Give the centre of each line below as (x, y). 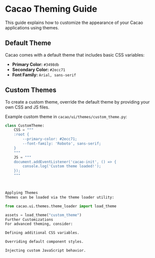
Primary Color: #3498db (36, 64)
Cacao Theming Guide (51, 9)
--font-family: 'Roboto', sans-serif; (62, 144)
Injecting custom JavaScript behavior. (46, 251)
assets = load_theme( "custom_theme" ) (43, 215)
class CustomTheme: (25, 126)
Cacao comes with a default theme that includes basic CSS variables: (75, 55)
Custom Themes (31, 90)
